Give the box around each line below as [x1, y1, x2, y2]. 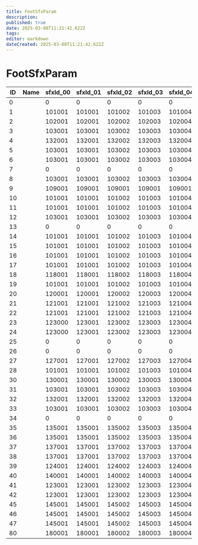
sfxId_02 [107, 88, 133, 96]
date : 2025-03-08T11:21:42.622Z [6, 25, 85, 31]
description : [6, 14, 38, 20]
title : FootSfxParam [6, 8, 57, 15]
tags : [6, 31, 19, 37]
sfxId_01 [76, 88, 101, 96]
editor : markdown [6, 36, 49, 42]
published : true [6, 19, 46, 25]
